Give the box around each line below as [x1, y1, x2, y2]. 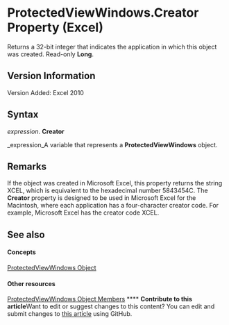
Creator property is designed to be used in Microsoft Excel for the [7, 194, 196, 202]
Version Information [7, 70, 96, 82]
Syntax [7, 109, 39, 121]
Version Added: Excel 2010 [7, 88, 85, 97]
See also [7, 228, 45, 240]
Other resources [7, 279, 56, 287]
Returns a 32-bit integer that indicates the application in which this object [7, 42, 217, 51]
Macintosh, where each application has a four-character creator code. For [7, 201, 219, 210]
